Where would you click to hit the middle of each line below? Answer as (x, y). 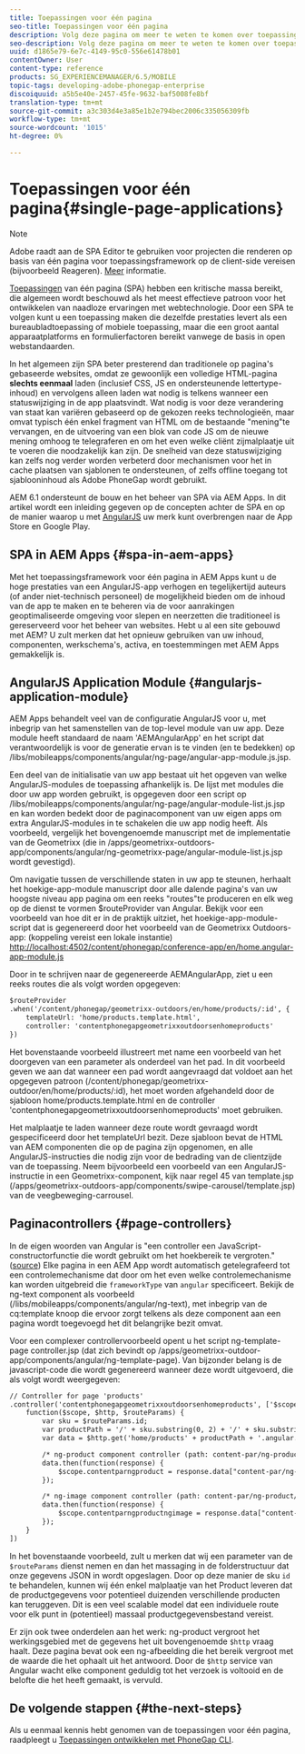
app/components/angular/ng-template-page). (95, 1359)
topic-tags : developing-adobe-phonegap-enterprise (107, 85)
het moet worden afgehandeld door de (202, 1090)
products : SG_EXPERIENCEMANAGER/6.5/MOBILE (93, 77)
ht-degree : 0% (36, 136)
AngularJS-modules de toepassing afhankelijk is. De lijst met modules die (147, 785)
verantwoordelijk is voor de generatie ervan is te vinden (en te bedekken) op (152, 747)
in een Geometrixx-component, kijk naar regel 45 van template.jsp (170, 1176)
